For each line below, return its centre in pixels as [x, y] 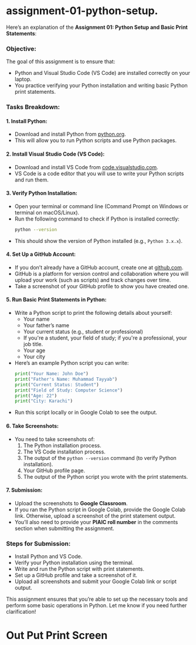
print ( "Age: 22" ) [36, 396]
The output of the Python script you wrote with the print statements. [106, 476]
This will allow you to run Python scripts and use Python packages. [96, 140]
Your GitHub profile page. [54, 470]
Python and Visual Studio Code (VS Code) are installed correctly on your [102, 73]
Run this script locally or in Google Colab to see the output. [86, 412]
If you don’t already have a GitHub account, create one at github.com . [99, 267]
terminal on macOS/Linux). [47, 212]
